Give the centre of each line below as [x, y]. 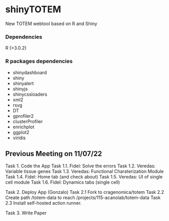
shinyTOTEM [33, 9]
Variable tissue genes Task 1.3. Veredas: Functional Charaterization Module [84, 171]
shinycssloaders [30, 94]
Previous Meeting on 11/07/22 [54, 154]
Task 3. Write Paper [26, 213]
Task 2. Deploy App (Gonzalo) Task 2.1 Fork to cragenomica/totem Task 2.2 [85, 192]
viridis [19, 138]
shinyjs [20, 89]
